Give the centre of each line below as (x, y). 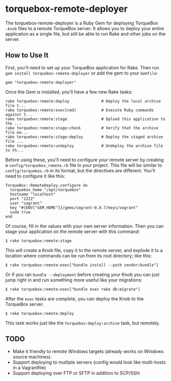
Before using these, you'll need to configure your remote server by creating (85, 160)
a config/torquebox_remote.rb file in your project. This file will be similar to (84, 165)
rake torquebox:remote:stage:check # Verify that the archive (82, 128)
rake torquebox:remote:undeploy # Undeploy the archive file (84, 146)
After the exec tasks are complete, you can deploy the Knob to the (75, 298)
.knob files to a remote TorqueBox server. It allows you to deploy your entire (85, 28)
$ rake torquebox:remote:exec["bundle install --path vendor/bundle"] (82, 265)
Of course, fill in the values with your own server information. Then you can (85, 226)
